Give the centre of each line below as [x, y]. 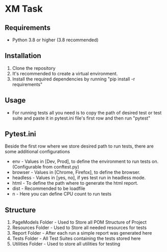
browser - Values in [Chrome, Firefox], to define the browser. [76, 172]
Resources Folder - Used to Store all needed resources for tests [79, 228]
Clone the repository [34, 68]
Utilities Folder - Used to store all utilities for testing [66, 244]
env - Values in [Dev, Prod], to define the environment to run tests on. [85, 161]
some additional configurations [37, 152]
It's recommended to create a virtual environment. [65, 73]
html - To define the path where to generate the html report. [75, 183]
